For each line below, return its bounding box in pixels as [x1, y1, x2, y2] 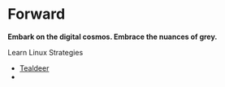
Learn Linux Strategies [7, 47, 84, 57]
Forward [7, 5, 66, 24]
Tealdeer [19, 63, 50, 73]
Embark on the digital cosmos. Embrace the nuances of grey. [7, 32, 218, 41]
